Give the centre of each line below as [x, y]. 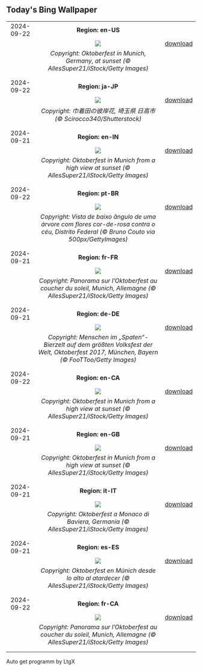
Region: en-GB [98, 434]
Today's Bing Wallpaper [52, 10]
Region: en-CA [98, 378]
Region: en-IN [98, 137]
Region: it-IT [98, 490]
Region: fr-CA [98, 604]
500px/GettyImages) [98, 239]
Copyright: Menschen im [82, 337]
